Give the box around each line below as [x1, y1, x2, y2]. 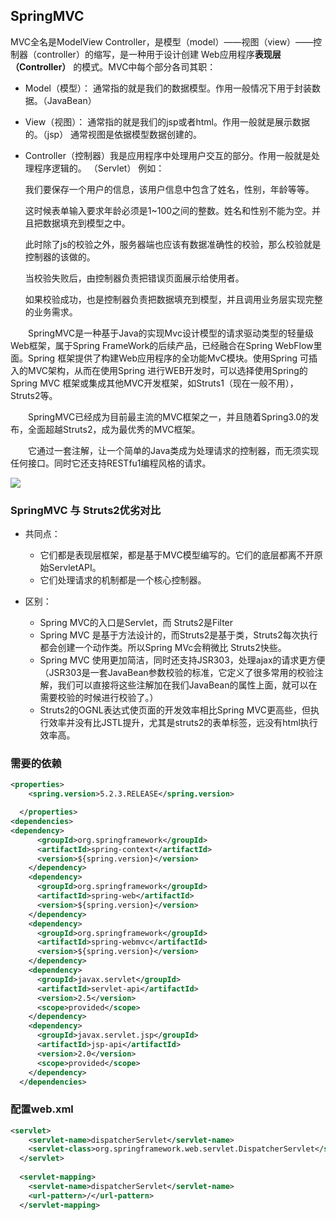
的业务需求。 [24, 305, 78, 318]
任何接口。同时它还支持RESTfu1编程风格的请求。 [10, 457, 212, 469]
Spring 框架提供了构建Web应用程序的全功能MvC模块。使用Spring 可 [27, 352, 309, 364]
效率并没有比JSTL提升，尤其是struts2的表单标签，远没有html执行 [48, 717, 318, 729]
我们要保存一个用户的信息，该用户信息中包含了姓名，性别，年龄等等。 [24, 183, 315, 195]
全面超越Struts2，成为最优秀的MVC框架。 [27, 423, 201, 435]
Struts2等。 [10, 389, 58, 401]
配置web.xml [10, 1102, 74, 1116]
